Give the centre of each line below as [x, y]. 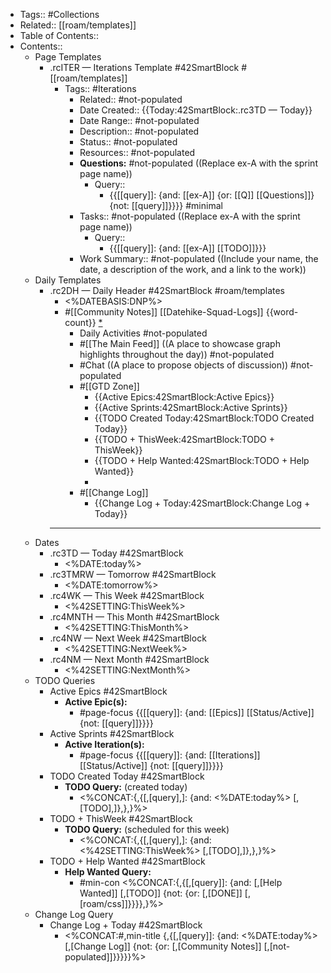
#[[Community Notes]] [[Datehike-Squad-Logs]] [164, 312]
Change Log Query [74, 914]
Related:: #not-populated [131, 99]
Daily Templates [68, 280]
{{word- [282, 312]
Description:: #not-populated [139, 131]
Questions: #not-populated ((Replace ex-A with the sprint [198, 163]
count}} [80, 322]
